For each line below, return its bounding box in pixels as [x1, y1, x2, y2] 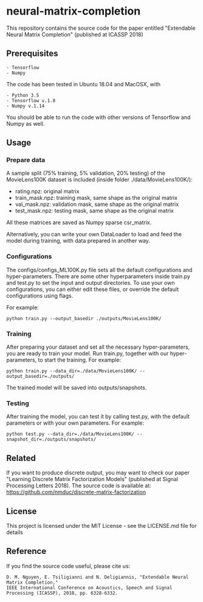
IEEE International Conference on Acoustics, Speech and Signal [6, 584, 173, 590]
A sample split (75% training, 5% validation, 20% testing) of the [6, 169, 165, 177]
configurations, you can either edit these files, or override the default [6, 286, 179, 293]
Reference [6, 546, 47, 556]
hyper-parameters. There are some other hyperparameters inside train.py [6, 272, 190, 280]
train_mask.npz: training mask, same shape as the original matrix [15, 194, 178, 202]
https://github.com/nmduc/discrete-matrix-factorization [6, 488, 146, 496]
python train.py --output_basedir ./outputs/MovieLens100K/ [6, 315, 162, 321]
